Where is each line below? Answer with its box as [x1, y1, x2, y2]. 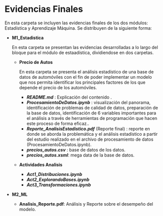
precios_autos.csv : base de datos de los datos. [26, 147, 125, 153]
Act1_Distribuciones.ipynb [26, 171, 82, 177]
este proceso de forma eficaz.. [26, 120, 89, 126]
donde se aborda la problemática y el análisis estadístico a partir [26, 131, 158, 137]
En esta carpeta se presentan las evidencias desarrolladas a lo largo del [11, 44, 159, 50]
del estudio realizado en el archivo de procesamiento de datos [26, 136, 154, 142]
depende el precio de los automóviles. [19, 84, 97, 90]
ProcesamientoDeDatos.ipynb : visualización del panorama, [26, 99, 151, 105]
